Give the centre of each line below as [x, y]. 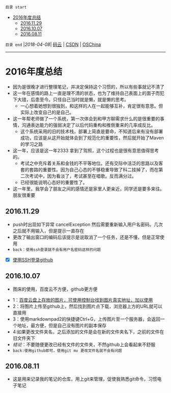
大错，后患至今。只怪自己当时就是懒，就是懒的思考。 [73, 99]
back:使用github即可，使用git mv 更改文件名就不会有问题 [67, 351]
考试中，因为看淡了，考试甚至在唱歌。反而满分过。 [83, 176]
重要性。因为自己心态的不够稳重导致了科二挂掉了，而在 [101, 169]
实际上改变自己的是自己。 [47, 112]
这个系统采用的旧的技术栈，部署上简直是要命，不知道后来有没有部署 [92, 131]
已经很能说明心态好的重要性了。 [54, 182]
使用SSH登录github [33, 259]
